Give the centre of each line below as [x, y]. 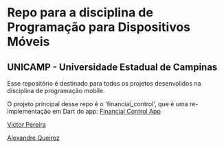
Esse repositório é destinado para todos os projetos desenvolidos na [104, 83]
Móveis [29, 42]
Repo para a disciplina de [80, 13]
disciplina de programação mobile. [56, 91]
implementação [29, 111]
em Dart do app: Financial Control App [107, 111]
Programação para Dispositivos [99, 27]
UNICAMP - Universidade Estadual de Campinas [112, 67]
